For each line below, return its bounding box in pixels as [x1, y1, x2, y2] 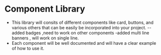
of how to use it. [11, 45, 44, 51]
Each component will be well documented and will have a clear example [11, 40, 157, 46]
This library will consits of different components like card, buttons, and [11, 19, 154, 25]
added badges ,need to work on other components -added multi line [11, 30, 150, 36]
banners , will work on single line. [11, 35, 79, 41]
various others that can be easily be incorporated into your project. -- [11, 24, 152, 30]
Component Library [4, 3, 85, 15]
